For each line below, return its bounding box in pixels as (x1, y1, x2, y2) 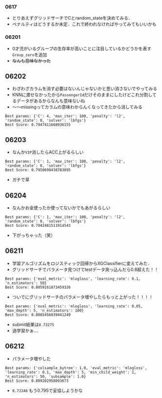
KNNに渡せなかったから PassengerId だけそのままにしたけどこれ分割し (12, 92, 153, 98)
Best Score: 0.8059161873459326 (5, 285, 71, 289)
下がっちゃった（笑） (12, 232, 55, 238)
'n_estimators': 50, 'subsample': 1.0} (5, 374, 86, 379)
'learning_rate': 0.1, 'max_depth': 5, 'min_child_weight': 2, (5, 370, 137, 375)
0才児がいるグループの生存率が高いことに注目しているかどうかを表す (12, 45, 152, 51)
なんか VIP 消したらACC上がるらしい (12, 149, 84, 155)
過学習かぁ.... (12, 328, 39, 333)
